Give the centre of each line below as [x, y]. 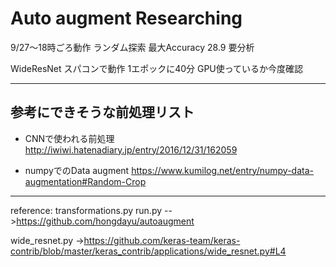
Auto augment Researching [126, 18]
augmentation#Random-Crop [85, 181]
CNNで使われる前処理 [69, 138]
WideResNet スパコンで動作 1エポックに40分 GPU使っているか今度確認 [157, 68]
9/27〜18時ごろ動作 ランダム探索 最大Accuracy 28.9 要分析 [132, 47]
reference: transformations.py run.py [86, 210]
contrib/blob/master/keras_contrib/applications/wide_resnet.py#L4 [148, 251]
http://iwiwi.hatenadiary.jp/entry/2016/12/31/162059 [131, 149]
